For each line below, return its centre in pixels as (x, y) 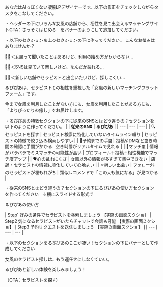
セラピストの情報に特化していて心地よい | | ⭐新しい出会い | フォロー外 (84, 165)
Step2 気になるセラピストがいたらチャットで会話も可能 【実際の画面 (74, 221)
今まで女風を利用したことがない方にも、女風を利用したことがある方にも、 (80, 104)
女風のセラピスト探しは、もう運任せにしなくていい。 (58, 259)
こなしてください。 (37, 13)
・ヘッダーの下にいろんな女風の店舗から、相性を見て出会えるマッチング (77, 24)
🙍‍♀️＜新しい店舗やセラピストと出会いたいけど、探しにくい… (65, 77)
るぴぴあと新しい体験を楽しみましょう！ (45, 269)
